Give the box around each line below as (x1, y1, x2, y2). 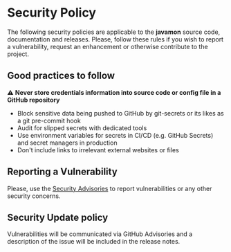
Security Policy (7, 5, 97, 21)
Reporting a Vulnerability (7, 166, 118, 178)
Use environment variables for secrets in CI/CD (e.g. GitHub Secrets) (17, 131, 214, 139)
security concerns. (7, 192, 61, 200)
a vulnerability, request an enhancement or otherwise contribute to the (7, 42, 209, 51)
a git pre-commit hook (17, 116, 81, 125)
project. (7, 50, 30, 58)
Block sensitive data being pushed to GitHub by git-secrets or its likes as (17, 109, 225, 117)
